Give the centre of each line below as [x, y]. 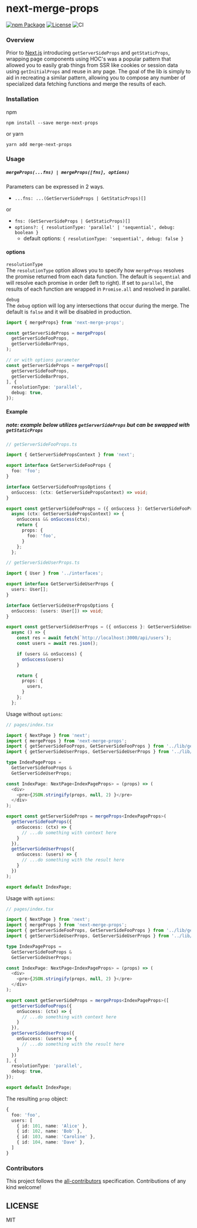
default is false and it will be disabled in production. [69, 312]
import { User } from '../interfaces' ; [55, 573]
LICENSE [23, 1206]
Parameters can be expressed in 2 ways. [55, 187]
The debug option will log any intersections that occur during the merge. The [98, 305]
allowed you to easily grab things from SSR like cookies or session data [92, 65]
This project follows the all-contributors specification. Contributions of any [96, 1181]
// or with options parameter [43, 360]
